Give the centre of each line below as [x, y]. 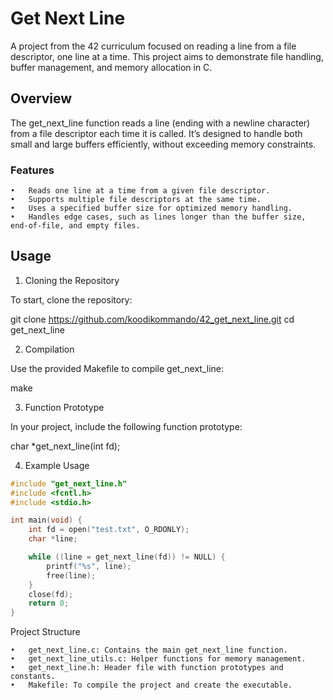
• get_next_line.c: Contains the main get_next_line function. [149, 650]
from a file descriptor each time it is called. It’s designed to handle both [156, 133]
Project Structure [45, 632]
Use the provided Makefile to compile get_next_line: [117, 368]
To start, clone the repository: [71, 299]
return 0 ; [49, 603]
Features [32, 170]
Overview [41, 98]
